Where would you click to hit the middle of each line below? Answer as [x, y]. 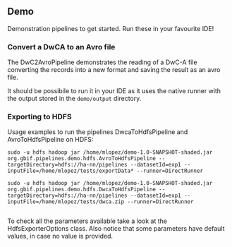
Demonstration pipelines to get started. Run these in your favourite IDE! [111, 28]
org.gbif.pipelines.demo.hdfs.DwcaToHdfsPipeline [82, 190]
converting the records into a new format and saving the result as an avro [114, 70]
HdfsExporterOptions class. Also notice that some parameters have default [116, 229]
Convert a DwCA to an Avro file [61, 47]
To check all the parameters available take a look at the [87, 221]
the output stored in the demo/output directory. [74, 99]
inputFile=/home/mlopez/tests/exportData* [71, 171]
